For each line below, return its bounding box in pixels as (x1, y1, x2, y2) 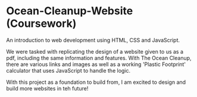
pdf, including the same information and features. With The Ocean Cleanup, (6, 54, 192, 61)
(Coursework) (6, 17, 77, 30)
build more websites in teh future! (6, 85, 89, 92)
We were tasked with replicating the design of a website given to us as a (6, 48, 183, 55)
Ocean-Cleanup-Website (6, 4, 133, 18)
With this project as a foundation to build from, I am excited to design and (6, 79, 186, 86)
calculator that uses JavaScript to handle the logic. (6, 67, 131, 74)
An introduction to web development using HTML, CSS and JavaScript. (6, 36, 180, 43)
